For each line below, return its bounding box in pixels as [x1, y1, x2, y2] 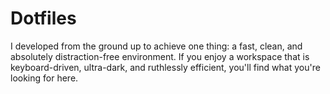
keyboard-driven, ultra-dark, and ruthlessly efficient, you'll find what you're [10, 61, 321, 73]
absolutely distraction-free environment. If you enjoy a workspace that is [10, 50, 310, 62]
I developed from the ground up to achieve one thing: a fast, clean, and [10, 40, 303, 52]
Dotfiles [10, 7, 77, 30]
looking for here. [10, 72, 79, 84]
